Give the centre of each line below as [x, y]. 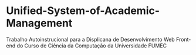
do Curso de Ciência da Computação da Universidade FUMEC [92, 46]
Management [39, 23]
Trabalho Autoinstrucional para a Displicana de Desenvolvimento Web [90, 39]
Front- [183, 39]
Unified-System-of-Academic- [83, 11]
